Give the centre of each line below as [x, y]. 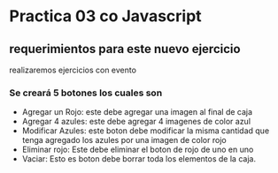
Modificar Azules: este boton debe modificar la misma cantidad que [146, 131]
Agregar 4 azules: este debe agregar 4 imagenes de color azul [136, 122]
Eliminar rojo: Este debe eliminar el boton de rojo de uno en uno [138, 150]
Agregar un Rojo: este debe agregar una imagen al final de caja [137, 112]
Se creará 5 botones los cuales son [86, 93]
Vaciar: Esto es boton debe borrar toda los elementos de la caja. [139, 159]
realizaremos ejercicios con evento [73, 70]
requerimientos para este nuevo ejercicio [125, 49]
